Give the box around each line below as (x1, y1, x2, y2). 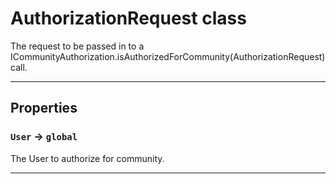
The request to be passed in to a (10, 40, 145, 52)
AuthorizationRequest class (10, 7, 247, 30)
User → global (10, 130, 78, 144)
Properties (10, 100, 78, 117)
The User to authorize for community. (10, 152, 165, 164)
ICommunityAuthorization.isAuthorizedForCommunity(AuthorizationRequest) (10, 50, 326, 62)
